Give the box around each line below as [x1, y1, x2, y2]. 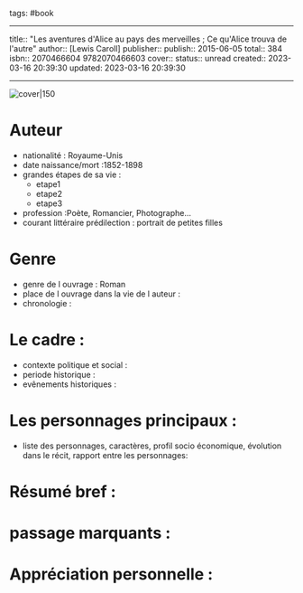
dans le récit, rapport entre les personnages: [22, 449, 188, 460]
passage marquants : [9, 523, 171, 543]
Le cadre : [9, 330, 86, 351]
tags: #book [9, 8, 54, 18]
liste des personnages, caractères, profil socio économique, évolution [22, 440, 282, 451]
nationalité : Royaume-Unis [22, 149, 124, 161]
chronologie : [22, 297, 72, 308]
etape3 [35, 198, 63, 209]
